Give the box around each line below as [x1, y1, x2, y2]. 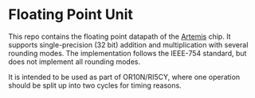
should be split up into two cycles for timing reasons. [8, 81, 182, 90]
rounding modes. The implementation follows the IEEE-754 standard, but [8, 48, 247, 58]
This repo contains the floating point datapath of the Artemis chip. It [8, 32, 231, 41]
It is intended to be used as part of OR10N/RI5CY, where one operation [8, 72, 241, 81]
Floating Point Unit [8, 6, 134, 24]
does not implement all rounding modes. [8, 57, 141, 66]
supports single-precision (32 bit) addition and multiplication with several [8, 40, 249, 49]
